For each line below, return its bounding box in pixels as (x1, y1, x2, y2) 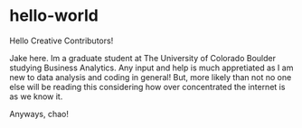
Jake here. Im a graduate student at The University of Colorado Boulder (9, 52, 276, 63)
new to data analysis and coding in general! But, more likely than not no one (9, 71, 292, 82)
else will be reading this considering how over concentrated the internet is (9, 81, 286, 92)
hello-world (9, 5, 99, 26)
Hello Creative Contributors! (9, 35, 114, 46)
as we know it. (9, 91, 63, 102)
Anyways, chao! (9, 108, 70, 119)
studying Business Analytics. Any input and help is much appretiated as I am (9, 62, 294, 73)
